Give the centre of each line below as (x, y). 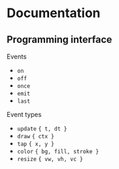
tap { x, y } (36, 144)
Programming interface (59, 40)
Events (17, 56)
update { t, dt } (42, 129)
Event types (24, 114)
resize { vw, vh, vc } (50, 159)
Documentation (54, 13)
